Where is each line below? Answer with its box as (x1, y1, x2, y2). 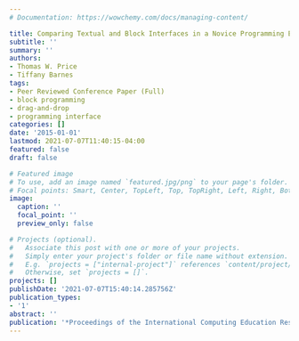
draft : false (9, 153, 58, 162)
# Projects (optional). (9, 235, 98, 244)
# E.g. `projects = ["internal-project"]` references (9, 260, 221, 269)
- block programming (9, 95, 86, 104)
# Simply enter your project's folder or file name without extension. (9, 251, 289, 261)
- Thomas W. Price (9, 62, 77, 71)
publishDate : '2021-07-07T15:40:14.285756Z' (9, 285, 177, 294)
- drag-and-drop (9, 103, 69, 112)
